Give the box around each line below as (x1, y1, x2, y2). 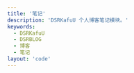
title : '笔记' (7, 10, 47, 17)
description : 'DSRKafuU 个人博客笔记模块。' (7, 17, 128, 24)
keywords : (7, 23, 36, 30)
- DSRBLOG (13, 36, 42, 43)
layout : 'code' (7, 56, 51, 63)
